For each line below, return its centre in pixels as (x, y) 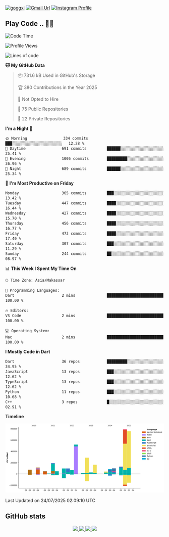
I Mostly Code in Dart (28, 351)
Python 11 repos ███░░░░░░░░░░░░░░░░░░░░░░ (84, 392)
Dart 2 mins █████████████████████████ (84, 295)
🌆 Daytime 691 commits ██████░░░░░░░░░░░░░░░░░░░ (84, 148)
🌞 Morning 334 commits (47, 138)
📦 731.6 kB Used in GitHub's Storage (57, 75)
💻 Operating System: (28, 331)
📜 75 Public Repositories (43, 109)
